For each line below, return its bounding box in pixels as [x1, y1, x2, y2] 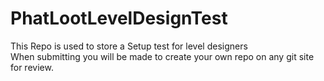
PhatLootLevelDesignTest [10, 7, 228, 30]
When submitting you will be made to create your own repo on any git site [10, 50, 315, 62]
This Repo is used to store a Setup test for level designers [10, 40, 248, 52]
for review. [10, 61, 54, 73]
